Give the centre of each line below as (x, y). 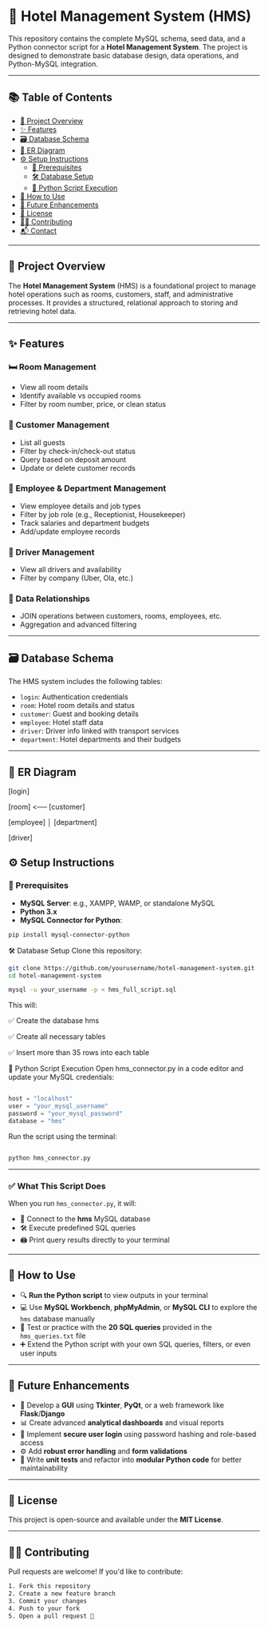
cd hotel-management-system (55, 975)
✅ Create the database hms (54, 1021)
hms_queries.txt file (53, 1335)
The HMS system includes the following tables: (85, 682)
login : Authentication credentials (74, 697)
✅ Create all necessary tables (57, 1037)
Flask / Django (42, 1413)
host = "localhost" (41, 1099)
